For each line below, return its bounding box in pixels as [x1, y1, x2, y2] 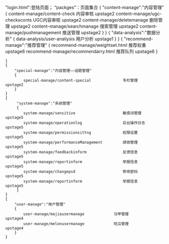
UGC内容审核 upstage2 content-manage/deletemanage [32, 17, 149, 23]
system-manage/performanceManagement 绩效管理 [23, 140, 138, 145]
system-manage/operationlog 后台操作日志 [23, 120, 145, 125]
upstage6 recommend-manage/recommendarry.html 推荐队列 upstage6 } [5, 48, 158, 54]
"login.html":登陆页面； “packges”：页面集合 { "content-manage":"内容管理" [5, 5, 164, 10]
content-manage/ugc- [116, 11, 162, 17]
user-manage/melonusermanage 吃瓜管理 [23, 221, 129, 226]
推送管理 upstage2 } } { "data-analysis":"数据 [62, 30, 156, 35]
